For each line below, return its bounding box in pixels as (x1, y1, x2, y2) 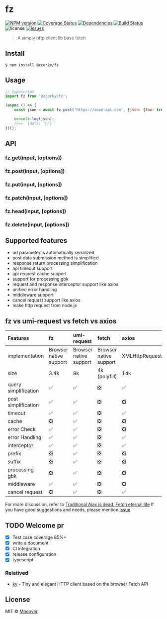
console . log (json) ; (14, 116, 55, 121)
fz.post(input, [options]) (5, 168, 65, 175)
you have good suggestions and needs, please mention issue (5, 507, 131, 513)
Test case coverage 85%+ (12, 534, 67, 540)
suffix (7, 458, 21, 465)
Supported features (5, 236, 68, 245)
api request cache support (12, 271, 67, 277)
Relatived (5, 570, 29, 577)
